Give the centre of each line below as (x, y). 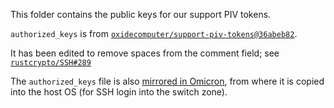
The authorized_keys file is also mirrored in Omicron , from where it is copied (167, 81)
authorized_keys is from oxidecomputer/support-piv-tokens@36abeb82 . (154, 33)
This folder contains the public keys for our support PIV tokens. (141, 14)
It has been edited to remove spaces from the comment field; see (145, 53)
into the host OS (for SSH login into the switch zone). (119, 92)
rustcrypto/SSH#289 (51, 63)
